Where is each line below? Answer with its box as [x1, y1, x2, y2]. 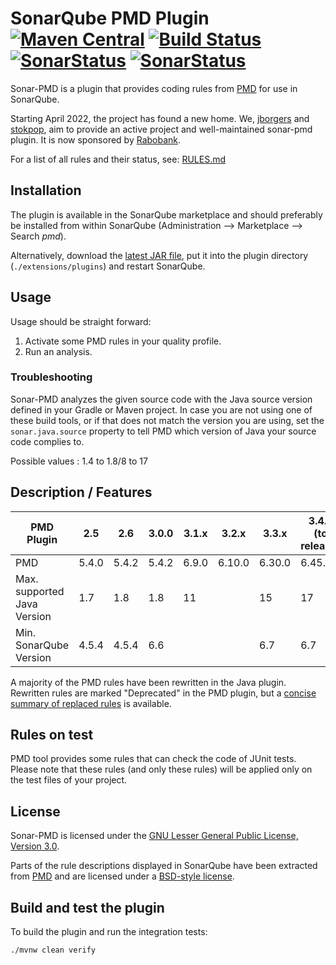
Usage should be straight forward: [10, 315, 152, 327]
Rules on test [10, 727, 94, 744]
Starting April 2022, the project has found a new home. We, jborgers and [10, 112, 310, 124]
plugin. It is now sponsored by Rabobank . [10, 133, 182, 146]
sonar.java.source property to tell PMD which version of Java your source [10, 425, 317, 437]
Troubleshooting [10, 370, 93, 384]
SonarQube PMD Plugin [10, 7, 210, 30]
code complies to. [10, 435, 85, 447]
